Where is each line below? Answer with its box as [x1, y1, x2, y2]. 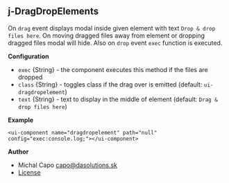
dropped [17, 73, 43, 81]
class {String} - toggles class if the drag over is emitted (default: [17, 80, 203, 89]
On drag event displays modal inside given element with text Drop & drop [8, 24, 216, 32]
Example [8, 116, 34, 124]
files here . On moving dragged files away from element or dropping [8, 31, 205, 40]
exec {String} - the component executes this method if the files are [17, 65, 208, 73]
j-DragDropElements [8, 6, 99, 17]
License [17, 168, 41, 176]
